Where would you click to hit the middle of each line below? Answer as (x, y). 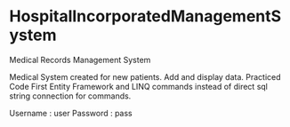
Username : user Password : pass (71, 113)
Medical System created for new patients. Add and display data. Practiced (145, 76)
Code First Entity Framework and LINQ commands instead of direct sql (139, 86)
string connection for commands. (70, 96)
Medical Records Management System (80, 60)
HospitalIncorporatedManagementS (145, 16)
